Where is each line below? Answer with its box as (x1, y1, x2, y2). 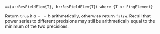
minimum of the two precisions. (5, 23, 69, 29)
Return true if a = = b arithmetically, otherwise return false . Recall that (5, 13, 151, 19)
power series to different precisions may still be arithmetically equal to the (5, 18, 155, 24)
